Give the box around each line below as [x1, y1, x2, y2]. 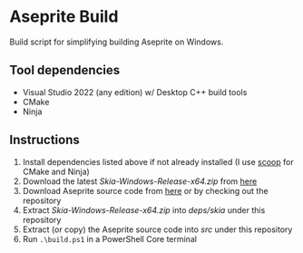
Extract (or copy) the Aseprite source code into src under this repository [22, 224, 293, 235]
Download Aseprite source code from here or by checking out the [22, 185, 269, 196]
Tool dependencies [9, 63, 121, 78]
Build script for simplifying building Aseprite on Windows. [9, 36, 224, 47]
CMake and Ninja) [22, 166, 91, 177]
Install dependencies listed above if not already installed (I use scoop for [22, 156, 294, 167]
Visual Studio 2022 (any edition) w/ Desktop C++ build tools [22, 86, 248, 97]
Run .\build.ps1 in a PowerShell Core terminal [22, 233, 198, 244]
